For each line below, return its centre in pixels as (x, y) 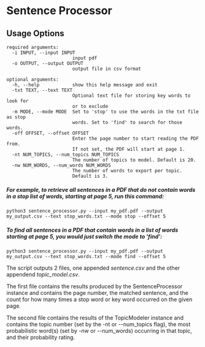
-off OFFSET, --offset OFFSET (50, 133)
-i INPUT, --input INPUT (44, 53)
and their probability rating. (41, 337)
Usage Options (35, 33)
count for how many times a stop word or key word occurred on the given (99, 299)
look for (17, 101)
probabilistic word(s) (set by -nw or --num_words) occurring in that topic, (99, 330)
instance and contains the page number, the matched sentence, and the (97, 292)
